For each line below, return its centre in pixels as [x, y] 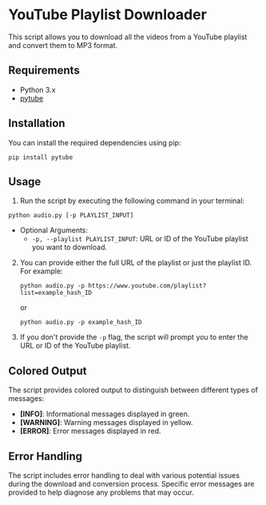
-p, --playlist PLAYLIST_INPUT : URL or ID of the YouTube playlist [140, 239]
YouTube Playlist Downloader [108, 15]
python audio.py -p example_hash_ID [81, 322]
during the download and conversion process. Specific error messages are [131, 484]
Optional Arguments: [54, 230]
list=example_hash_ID [56, 293]
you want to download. [69, 247]
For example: [41, 271]
